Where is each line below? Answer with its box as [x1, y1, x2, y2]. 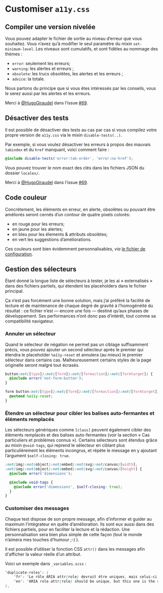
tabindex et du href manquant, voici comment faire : [5, 147, 110, 152]
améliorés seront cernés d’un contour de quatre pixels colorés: [5, 211, 130, 217]
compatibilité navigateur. [5, 318, 54, 324]
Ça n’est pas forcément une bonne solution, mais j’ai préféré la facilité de [5, 298, 150, 304]
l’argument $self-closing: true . [5, 453, 70, 458]
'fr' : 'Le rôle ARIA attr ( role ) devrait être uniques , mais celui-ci [14, 575, 158, 579]
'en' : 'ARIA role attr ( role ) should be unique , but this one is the [14, 579, 155, 584]
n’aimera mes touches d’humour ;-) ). [5, 537, 80, 542]
